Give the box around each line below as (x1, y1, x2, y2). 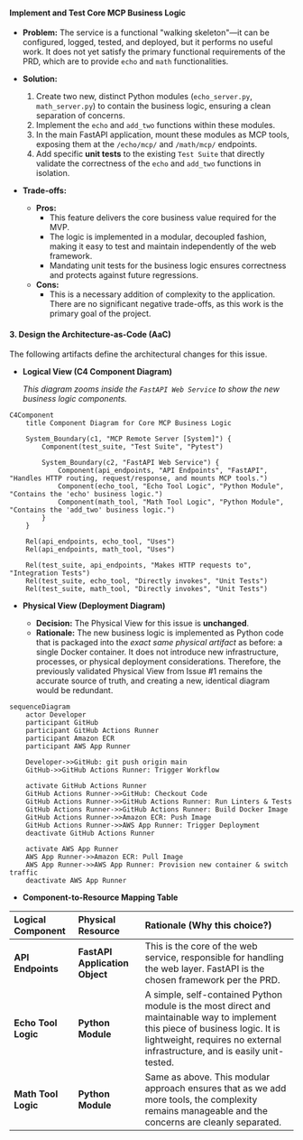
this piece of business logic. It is (144, 1023, 281, 1035)
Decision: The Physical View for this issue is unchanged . (35, 618, 250, 629)
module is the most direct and (144, 1000, 271, 1013)
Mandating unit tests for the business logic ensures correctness (49, 260, 287, 271)
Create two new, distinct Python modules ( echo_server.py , (35, 91, 252, 102)
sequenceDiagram (9, 702, 70, 712)
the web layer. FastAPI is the (144, 962, 265, 975)
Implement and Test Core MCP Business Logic (9, 7, 187, 18)
